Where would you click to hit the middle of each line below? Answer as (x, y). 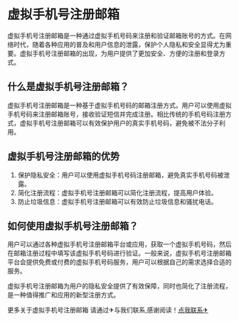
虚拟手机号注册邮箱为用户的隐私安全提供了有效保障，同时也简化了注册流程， (119, 286)
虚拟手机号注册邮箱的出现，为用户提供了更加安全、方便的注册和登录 (119, 53)
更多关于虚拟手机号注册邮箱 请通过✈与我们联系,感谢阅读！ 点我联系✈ (108, 310)
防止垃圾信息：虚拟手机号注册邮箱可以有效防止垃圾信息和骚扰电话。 (117, 201)
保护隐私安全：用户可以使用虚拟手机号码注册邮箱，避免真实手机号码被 (121, 175)
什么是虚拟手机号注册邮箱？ (68, 87)
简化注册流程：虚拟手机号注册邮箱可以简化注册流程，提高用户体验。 (117, 192)
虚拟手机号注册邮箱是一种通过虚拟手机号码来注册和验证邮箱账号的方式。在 (116, 36)
